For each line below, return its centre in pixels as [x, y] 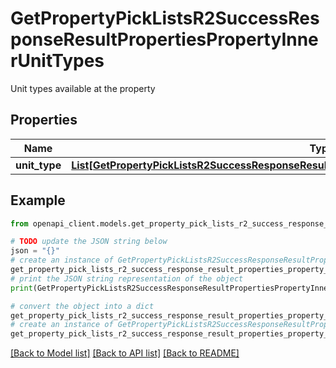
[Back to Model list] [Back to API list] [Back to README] [125, 353]
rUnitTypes [57, 61]
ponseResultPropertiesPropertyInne [164, 39]
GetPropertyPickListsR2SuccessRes [165, 18]
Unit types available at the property [83, 88]
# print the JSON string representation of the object [127, 278]
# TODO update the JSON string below [89, 242]
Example [38, 200]
